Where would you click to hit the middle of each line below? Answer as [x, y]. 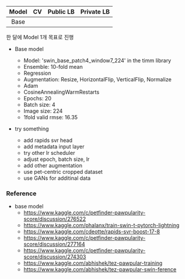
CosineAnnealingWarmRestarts [61, 92]
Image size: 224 [43, 111]
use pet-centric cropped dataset [63, 172]
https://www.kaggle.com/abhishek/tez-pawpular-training [93, 263]
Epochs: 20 [37, 98]
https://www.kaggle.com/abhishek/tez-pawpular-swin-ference [100, 270]
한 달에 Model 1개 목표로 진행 [40, 37]
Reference [21, 194]
